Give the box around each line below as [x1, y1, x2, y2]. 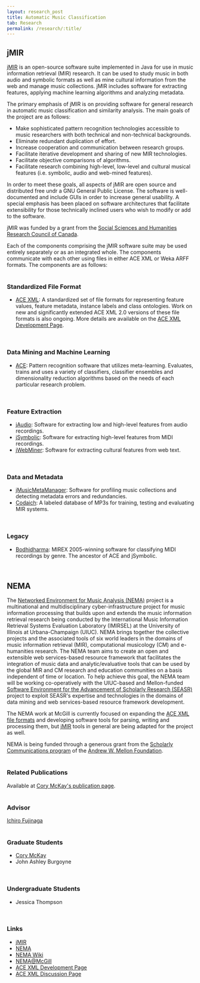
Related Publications [7, 768, 68, 777]
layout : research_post [7, 8, 63, 15]
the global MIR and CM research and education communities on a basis [7, 667, 183, 674]
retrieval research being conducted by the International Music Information [7, 616, 189, 623]
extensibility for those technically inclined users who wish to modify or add [7, 206, 191, 214]
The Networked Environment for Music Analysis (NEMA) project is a [7, 597, 174, 604]
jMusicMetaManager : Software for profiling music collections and [15, 486, 177, 494]
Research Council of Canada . [7, 231, 79, 238]
